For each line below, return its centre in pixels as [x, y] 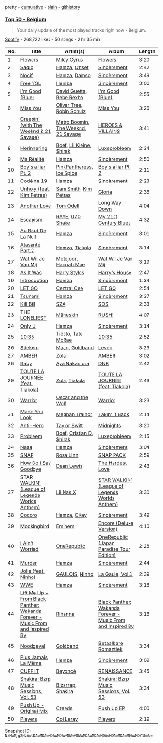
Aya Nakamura [73, 363]
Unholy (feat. [35, 189]
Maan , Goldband [75, 348]
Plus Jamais [34, 657]
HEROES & [111, 125]
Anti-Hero [32, 426]
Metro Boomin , [73, 122]
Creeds [64, 708]
